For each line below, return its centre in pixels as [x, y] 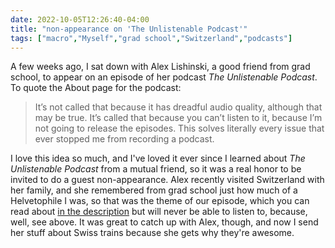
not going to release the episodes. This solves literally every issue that [179, 128]
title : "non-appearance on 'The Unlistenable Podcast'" [129, 29]
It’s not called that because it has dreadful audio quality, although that [178, 107]
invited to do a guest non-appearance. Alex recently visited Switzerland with [167, 180]
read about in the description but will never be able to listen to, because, [159, 212]
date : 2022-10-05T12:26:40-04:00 [80, 19]
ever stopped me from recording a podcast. [124, 139]
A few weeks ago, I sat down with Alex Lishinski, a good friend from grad [160, 67]
